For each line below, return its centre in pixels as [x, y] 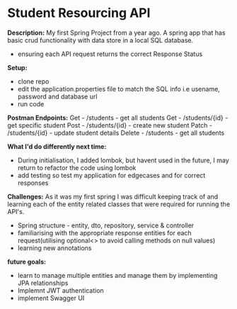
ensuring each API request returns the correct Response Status [110, 54]
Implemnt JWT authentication [60, 290]
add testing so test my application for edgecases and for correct [111, 175]
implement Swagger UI [51, 298]
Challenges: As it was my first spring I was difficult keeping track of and [113, 196]
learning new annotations [54, 248]
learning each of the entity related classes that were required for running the [119, 204]
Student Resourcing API [79, 13]
